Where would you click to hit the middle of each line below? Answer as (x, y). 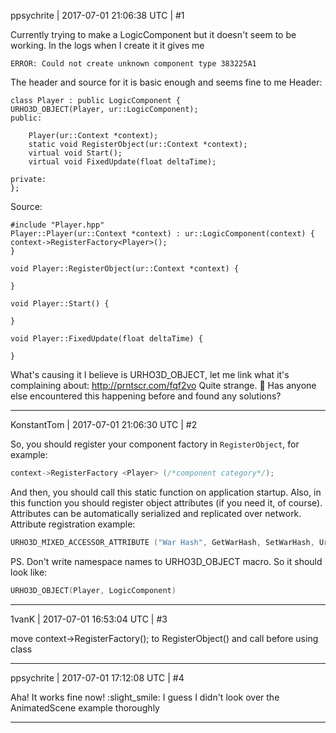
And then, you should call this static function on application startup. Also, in (166, 492)
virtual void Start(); (75, 153)
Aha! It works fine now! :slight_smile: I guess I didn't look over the (145, 697)
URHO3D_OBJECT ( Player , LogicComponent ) (93, 590)
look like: (29, 572)
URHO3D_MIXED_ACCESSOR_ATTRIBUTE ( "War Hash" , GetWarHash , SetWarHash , (162, 542)
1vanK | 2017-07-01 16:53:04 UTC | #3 (89, 619)
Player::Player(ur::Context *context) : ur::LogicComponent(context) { (162, 234)
